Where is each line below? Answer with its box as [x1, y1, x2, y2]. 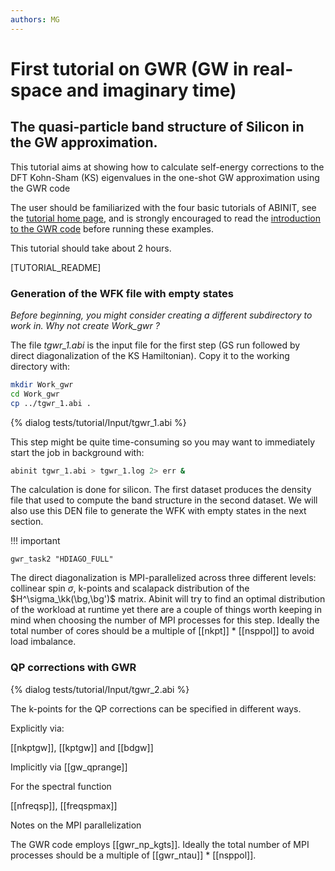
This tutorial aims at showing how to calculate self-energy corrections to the [10, 161, 325, 173]
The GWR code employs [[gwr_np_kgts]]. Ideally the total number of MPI [10, 838, 310, 850]
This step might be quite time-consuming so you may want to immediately [10, 436, 316, 448]
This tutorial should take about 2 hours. [10, 242, 172, 254]
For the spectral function [10, 780, 112, 792]
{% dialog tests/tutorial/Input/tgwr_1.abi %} [10, 416, 187, 428]
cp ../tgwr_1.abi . [10, 398, 92, 408]
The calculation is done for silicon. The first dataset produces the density [10, 484, 312, 496]
